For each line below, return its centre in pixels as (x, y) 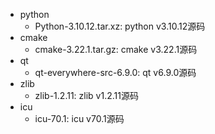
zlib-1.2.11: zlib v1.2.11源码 (86, 95)
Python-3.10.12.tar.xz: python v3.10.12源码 (120, 26)
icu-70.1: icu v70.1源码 (79, 118)
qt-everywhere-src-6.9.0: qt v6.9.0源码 (115, 72)
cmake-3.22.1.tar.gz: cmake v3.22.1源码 (116, 49)
